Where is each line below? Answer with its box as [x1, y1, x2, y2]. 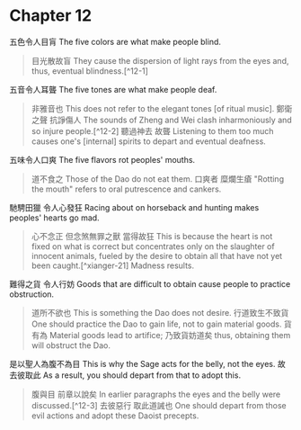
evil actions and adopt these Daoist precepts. [31, 410, 199, 421]
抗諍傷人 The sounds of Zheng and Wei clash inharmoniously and [49, 114, 292, 125]
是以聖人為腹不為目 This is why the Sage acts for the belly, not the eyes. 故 [9, 358, 286, 369]
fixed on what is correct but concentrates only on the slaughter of [31, 240, 276, 252]
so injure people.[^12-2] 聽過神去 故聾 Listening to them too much [31, 125, 274, 136]
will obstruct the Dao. [31, 339, 111, 351]
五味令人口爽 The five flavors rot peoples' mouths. [9, 154, 196, 165]
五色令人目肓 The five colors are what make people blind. [9, 36, 222, 47]
